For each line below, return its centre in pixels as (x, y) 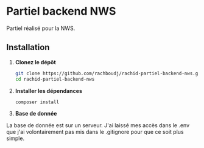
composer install (37, 102)
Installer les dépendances (48, 91)
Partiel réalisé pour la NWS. (41, 28)
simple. (16, 138)
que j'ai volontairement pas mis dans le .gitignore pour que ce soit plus (95, 132)
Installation (28, 47)
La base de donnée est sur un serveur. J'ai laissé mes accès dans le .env (98, 125)
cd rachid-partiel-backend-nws (55, 79)
